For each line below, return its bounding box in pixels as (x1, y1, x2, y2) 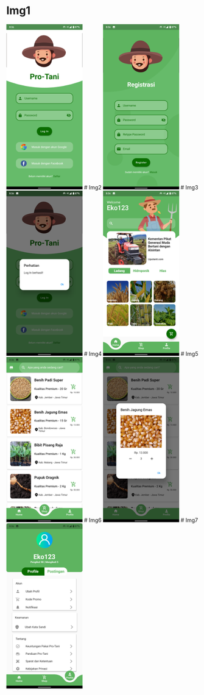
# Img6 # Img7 (83, 516, 199, 524)
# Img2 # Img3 (83, 183, 199, 191)
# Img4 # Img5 (83, 350, 199, 357)
